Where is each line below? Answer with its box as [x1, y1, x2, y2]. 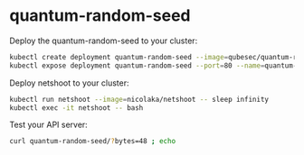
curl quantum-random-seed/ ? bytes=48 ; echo [9, 137, 176, 146]
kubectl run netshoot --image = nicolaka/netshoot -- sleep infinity [9, 95, 270, 104]
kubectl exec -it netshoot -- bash [9, 103, 144, 113]
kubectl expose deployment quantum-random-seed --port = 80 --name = [9, 60, 265, 70]
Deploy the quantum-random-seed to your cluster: [9, 35, 198, 46]
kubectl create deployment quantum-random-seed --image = [9, 52, 229, 61]
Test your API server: [9, 119, 88, 131]
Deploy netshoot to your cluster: [9, 77, 129, 88]
